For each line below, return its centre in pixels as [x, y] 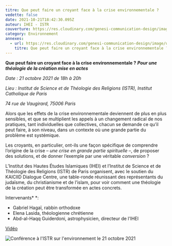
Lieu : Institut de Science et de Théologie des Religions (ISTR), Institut [79, 88]
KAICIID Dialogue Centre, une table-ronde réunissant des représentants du [84, 177]
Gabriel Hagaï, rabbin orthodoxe [47, 208]
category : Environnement [32, 34]
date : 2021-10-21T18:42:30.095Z [40, 19]
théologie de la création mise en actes [47, 68]
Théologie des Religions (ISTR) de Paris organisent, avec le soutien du [79, 171]
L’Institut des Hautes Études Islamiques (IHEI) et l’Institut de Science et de [83, 166]
